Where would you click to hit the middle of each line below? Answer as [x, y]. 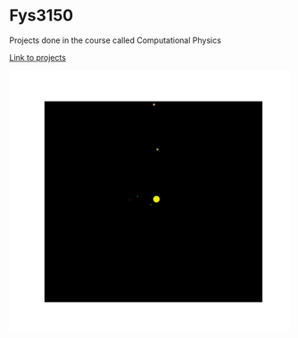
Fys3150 [41, 16]
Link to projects [38, 57]
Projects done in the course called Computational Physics [115, 40]
